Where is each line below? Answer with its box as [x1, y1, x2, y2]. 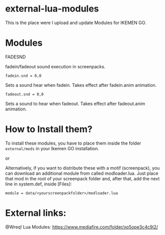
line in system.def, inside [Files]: [5, 181, 72, 187]
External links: [5, 207, 66, 218]
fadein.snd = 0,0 [5, 73, 42, 78]
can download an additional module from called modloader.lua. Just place [5, 170, 158, 176]
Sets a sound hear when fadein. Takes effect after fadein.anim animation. [5, 82, 157, 88]
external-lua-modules [5, 3, 99, 15]
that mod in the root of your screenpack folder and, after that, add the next [5, 175, 160, 181]
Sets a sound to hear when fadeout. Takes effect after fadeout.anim [5, 100, 145, 106]
